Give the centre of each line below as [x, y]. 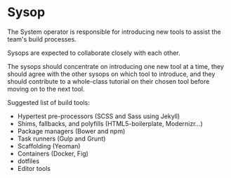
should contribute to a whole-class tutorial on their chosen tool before [108, 81]
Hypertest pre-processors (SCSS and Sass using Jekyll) [99, 116]
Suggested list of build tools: [48, 102]
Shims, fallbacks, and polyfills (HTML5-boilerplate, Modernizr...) [110, 123]
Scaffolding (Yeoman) [49, 146]
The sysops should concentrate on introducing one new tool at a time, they [116, 66]
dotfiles [28, 161]
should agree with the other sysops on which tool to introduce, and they [111, 74]
